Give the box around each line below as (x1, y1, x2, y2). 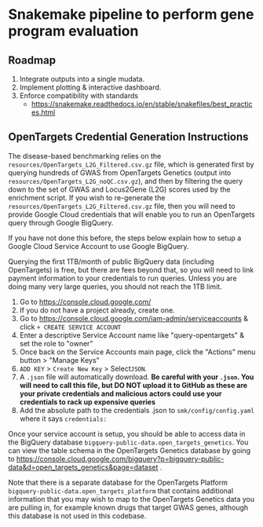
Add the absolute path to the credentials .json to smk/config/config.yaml (19, 405, 255, 415)
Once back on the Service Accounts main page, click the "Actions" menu (19, 347, 256, 357)
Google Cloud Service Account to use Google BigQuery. (8, 241, 190, 251)
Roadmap (8, 53, 57, 67)
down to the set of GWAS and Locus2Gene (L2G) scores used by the (8, 185, 231, 194)
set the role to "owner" (19, 339, 93, 348)
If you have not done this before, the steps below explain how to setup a (8, 233, 242, 243)
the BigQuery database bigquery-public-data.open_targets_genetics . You (8, 437, 249, 447)
